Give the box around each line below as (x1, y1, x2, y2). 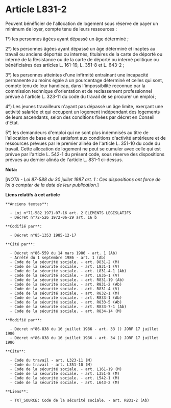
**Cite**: (5, 348, 27, 354)
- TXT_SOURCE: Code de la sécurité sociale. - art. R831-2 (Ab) (10, 398, 150, 403)
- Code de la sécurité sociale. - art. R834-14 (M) (10, 309, 123, 314)
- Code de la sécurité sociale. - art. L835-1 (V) (10, 273, 120, 278)
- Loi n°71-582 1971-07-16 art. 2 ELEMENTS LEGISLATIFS (10, 210, 131, 215)
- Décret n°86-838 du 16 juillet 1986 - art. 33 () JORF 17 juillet (10, 326, 159, 331)
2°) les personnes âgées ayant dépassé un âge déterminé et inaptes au (5, 45, 156, 52)
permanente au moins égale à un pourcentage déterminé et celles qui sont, (5, 77, 163, 83)
